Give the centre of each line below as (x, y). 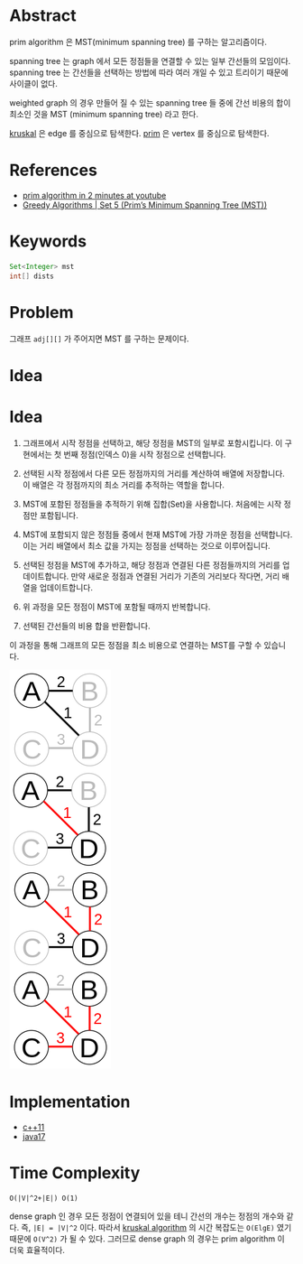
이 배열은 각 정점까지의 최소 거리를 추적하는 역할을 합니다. (124, 485)
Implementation (70, 1101)
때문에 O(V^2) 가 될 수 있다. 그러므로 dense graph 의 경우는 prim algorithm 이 (147, 1239)
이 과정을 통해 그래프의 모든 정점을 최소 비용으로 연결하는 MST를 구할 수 (136, 645)
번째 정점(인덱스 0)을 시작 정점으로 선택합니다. (145, 454)
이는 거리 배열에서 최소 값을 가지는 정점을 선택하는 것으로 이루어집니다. (146, 545)
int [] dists (32, 276)
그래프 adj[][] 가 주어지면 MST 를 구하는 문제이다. (99, 339)
